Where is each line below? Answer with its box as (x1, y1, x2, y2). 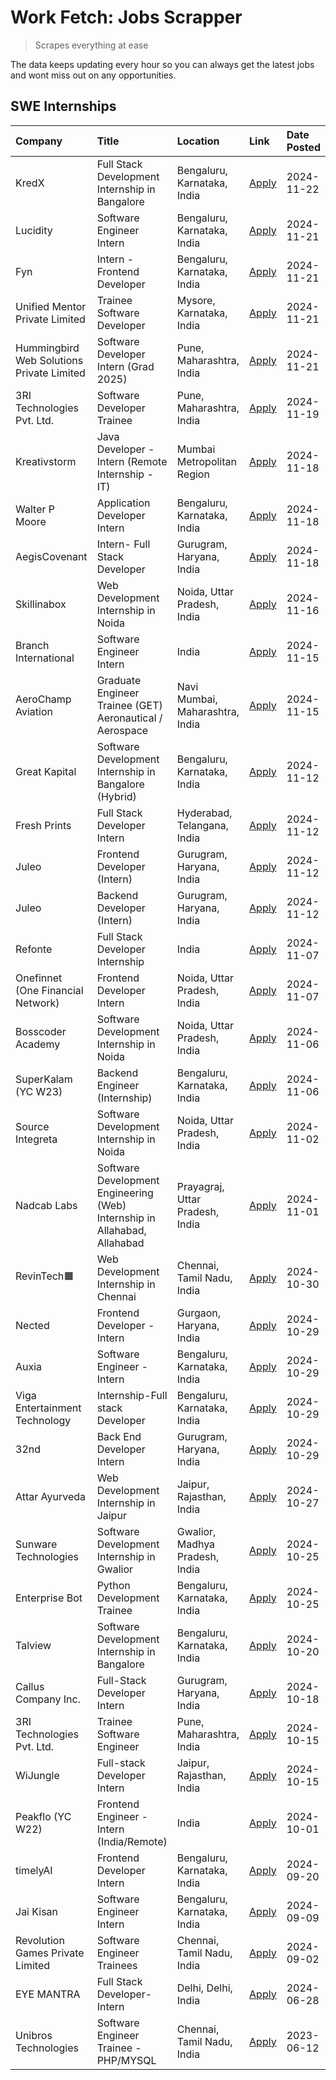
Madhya (176, 1537, 216, 1551)
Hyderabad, (176, 806, 233, 820)
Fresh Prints (15, 818, 72, 832)
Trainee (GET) (96, 698, 163, 712)
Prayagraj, (176, 1179, 225, 1193)
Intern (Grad (96, 359, 155, 373)
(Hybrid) (96, 789, 137, 803)
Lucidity (15, 223, 53, 237)
